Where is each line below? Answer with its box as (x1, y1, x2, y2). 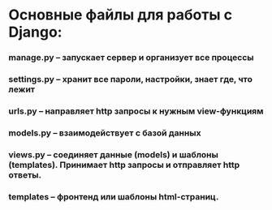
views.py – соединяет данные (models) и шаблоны (8, 148, 219, 160)
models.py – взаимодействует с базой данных (8, 127, 201, 139)
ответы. (8, 169, 42, 180)
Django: (8, 23, 63, 41)
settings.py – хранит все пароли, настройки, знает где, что (8, 74, 253, 85)
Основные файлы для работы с (8, 6, 233, 24)
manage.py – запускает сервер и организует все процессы (8, 52, 254, 63)
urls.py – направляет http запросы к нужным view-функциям (8, 105, 264, 117)
